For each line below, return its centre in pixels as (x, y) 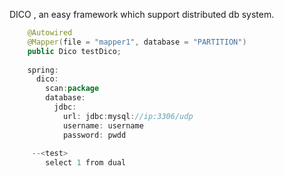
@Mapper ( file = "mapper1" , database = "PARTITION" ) (137, 42)
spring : (43, 70)
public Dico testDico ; (74, 51)
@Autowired (50, 33)
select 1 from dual (86, 163)
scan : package (72, 89)
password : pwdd (94, 135)
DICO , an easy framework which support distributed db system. (142, 14)
